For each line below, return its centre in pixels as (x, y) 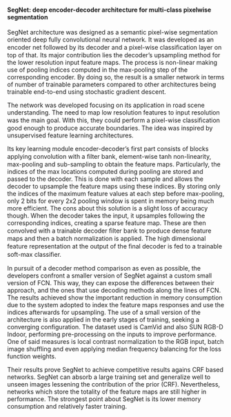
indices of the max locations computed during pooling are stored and (105, 172)
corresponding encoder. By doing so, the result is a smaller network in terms (116, 77)
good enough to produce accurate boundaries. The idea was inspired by (110, 128)
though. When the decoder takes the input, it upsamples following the (106, 216)
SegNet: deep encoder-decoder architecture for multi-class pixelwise (109, 10)
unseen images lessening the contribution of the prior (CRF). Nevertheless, (114, 385)
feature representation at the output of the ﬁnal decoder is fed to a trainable (115, 246)
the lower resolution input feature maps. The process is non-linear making (112, 63)
